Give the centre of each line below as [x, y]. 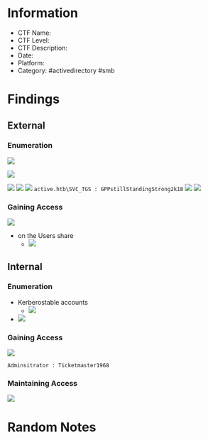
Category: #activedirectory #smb [66, 70]
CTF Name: [34, 33]
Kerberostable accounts [53, 302]
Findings [34, 99]
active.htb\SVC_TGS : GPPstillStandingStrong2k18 [109, 189]
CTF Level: [33, 40]
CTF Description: [42, 48]
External [26, 125]
